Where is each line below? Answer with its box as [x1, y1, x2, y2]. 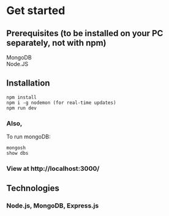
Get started [6, 4, 66, 18]
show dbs [6, 151, 29, 157]
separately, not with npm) [6, 37, 107, 48]
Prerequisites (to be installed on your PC [6, 28, 163, 39]
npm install [6, 94, 37, 100]
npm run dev [6, 105, 37, 111]
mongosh [6, 145, 26, 151]
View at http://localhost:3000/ [6, 165, 100, 173]
